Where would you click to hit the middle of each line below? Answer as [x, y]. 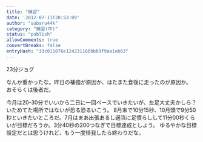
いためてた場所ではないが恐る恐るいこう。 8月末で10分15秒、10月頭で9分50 [101, 110]
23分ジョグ [20, 69]
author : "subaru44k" [32, 23]
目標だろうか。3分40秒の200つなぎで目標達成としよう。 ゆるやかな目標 [107, 125]
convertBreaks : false [34, 46]
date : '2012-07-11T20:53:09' [43, 18]
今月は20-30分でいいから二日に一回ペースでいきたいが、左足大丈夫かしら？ [101, 102]
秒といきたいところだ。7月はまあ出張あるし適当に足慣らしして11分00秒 [95, 117]
